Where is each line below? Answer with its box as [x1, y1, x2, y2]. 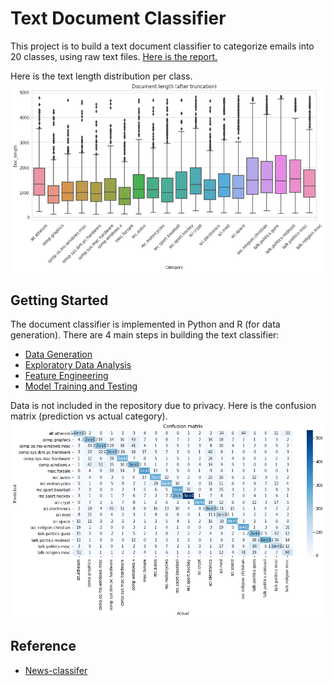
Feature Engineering [24, 369, 109, 381]
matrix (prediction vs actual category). [10, 410, 168, 422]
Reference [10, 638, 77, 655]
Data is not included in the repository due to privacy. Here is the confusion [10, 399, 317, 411]
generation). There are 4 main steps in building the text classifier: [10, 328, 280, 341]
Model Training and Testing [24, 380, 138, 392]
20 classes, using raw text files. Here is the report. [10, 50, 218, 62]
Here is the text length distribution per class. [10, 70, 193, 82]
